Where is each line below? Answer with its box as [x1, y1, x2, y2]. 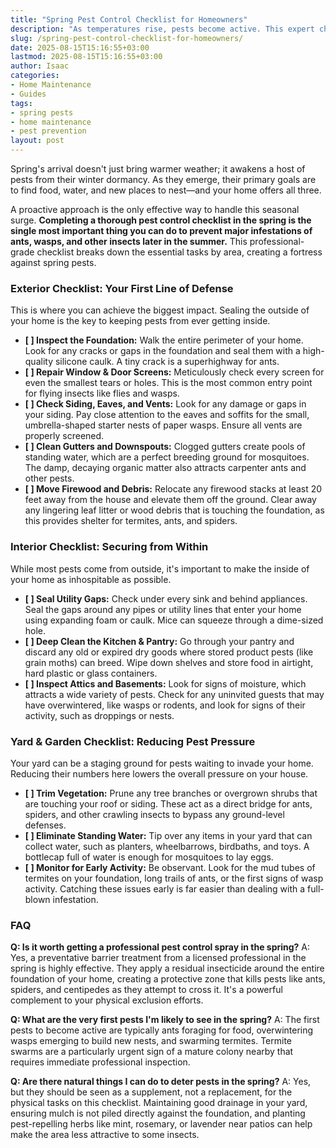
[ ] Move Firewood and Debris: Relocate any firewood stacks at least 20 [24, 483, 323, 495]
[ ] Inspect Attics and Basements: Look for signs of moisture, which [24, 677, 307, 690]
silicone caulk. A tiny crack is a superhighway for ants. [54, 356, 280, 368]
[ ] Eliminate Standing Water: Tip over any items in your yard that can [24, 829, 313, 841]
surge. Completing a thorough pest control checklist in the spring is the [10, 214, 312, 226]
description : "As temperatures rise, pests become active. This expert [10, 24, 315, 34]
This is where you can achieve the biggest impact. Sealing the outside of [10, 304, 310, 316]
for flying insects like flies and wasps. [24, 387, 180, 400]
